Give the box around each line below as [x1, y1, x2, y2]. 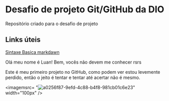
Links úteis [5, 35, 41, 44]
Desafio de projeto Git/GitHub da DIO [5, 4, 164, 15]
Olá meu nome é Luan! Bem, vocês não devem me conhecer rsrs [5, 59, 142, 65]
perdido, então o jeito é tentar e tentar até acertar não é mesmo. [5, 74, 140, 80]
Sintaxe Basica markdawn [5, 49, 60, 55]
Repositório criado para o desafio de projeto [5, 21, 99, 27]
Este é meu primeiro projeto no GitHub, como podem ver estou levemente [5, 69, 161, 75]
